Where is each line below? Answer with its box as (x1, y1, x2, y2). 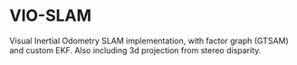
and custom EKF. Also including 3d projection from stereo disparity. (9, 44, 262, 55)
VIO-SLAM (9, 5, 92, 26)
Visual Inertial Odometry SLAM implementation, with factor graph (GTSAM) (9, 35, 290, 46)
